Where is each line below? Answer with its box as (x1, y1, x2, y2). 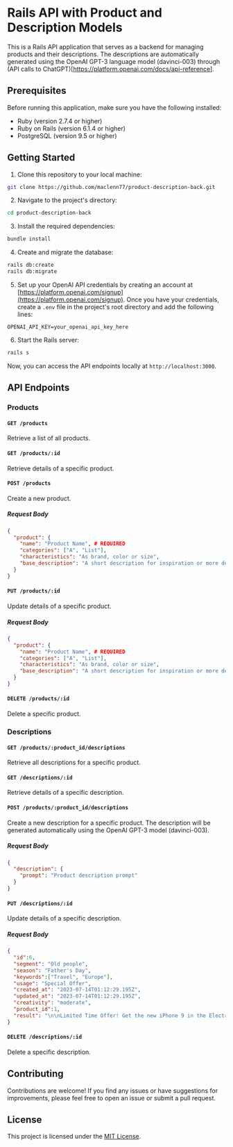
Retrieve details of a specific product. (7, 464, 114, 472)
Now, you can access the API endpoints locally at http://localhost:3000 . (7, 361, 217, 370)
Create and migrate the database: (17, 248, 114, 256)
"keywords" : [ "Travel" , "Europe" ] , (13, 973, 113, 980)
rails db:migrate (7, 268, 58, 275)
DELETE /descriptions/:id (7, 1034, 82, 1041)
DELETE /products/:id (7, 695, 70, 702)
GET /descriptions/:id (7, 774, 73, 781)
